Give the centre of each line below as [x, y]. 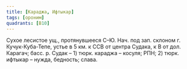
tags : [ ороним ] [25, 18]
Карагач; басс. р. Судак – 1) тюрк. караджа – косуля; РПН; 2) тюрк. [93, 53]
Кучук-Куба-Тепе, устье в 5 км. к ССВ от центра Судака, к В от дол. [93, 47]
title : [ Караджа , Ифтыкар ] [40, 12]
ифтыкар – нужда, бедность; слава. [52, 60]
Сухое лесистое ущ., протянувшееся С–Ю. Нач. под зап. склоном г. [93, 41]
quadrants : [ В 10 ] [28, 23]
